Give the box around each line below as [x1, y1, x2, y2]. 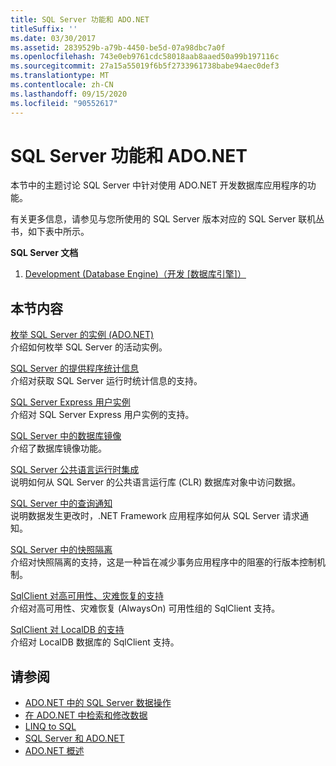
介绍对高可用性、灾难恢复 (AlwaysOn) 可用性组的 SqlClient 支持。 [10, 602, 281, 615]
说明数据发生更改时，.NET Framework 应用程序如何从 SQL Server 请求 [10, 510, 300, 522]
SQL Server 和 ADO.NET [24, 732, 125, 745]
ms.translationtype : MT [10, 71, 110, 81]
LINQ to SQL [24, 721, 77, 733]
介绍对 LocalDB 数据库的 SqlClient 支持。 [10, 636, 180, 648]
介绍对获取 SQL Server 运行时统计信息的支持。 [10, 375, 203, 387]
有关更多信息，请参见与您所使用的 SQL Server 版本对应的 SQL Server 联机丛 [10, 213, 325, 225]
